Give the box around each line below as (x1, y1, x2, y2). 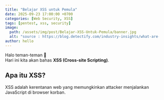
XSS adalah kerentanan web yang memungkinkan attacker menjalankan (5, 84, 149, 90)
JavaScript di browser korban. (5, 89, 66, 95)
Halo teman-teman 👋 (5, 52, 47, 58)
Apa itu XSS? (5, 71, 46, 80)
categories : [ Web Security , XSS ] (5, 16, 73, 21)
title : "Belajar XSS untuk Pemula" (5, 7, 78, 12)
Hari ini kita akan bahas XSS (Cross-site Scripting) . (5, 57, 109, 63)
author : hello (5, 39, 34, 44)
